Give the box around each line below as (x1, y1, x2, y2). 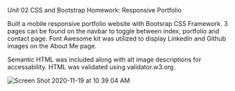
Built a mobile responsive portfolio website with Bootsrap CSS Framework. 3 (7, 20, 229, 27)
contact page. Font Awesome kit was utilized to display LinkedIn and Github (7, 34, 227, 43)
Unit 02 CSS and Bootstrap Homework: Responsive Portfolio (7, 6, 182, 14)
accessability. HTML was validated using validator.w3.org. (7, 63, 176, 71)
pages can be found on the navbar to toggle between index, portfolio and (7, 27, 220, 35)
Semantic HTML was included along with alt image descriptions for (7, 55, 202, 64)
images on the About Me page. (7, 42, 97, 50)
